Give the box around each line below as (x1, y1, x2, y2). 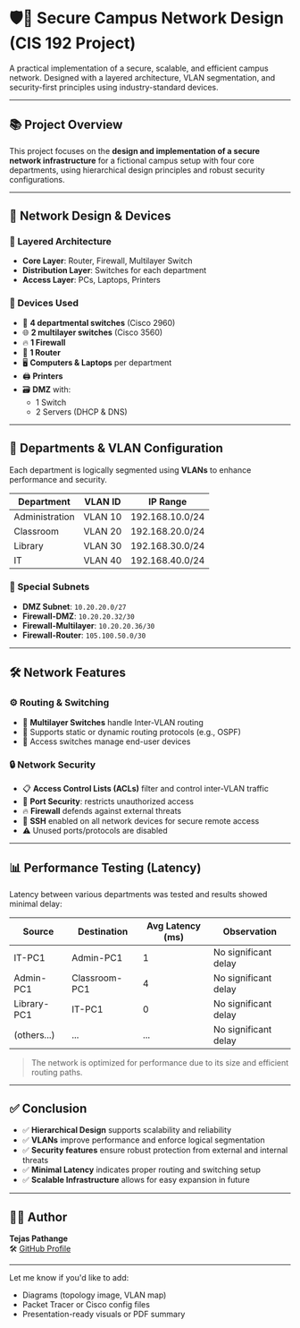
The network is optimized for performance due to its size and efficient (30, 1057, 289, 1067)
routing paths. (30, 1067, 83, 1077)
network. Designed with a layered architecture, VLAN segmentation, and (9, 72, 276, 82)
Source (22, 925, 54, 938)
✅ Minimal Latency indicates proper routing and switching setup (21, 1164, 262, 1175)
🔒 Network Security (9, 758, 96, 771)
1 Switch (35, 397, 67, 407)
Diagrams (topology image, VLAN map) (21, 1289, 167, 1300)
